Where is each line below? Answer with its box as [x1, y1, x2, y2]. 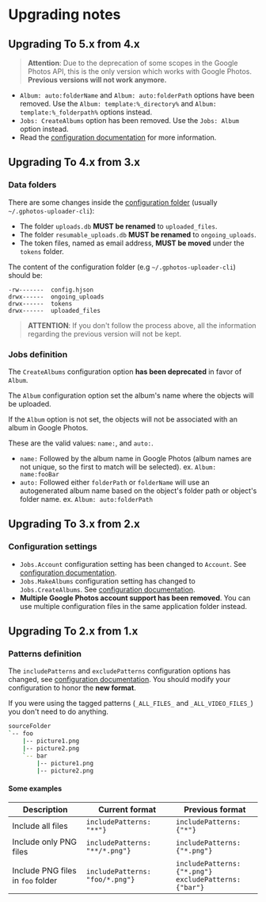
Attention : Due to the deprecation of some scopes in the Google [27, 58, 238, 67]
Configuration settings [8, 542, 97, 553]
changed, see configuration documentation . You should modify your [8, 675, 231, 684]
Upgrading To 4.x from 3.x [8, 156, 141, 169]
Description [22, 804, 68, 815]
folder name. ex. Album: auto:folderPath [19, 494, 153, 503]
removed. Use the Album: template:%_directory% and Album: [19, 99, 217, 108]
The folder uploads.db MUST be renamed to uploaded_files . [19, 221, 218, 231]
